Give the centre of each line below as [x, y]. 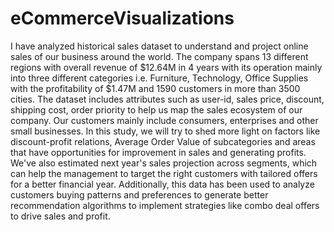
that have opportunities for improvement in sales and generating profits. [158, 152]
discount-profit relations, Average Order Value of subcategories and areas [163, 141]
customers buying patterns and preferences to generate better [139, 194]
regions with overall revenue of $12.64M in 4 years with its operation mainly [166, 67]
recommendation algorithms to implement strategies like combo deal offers [165, 205]
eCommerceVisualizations [122, 18]
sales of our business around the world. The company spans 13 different [159, 56]
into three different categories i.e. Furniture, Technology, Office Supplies [159, 78]
